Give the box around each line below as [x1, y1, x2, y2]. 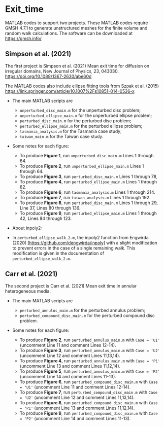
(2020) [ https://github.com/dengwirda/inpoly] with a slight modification [12, 240, 158, 246]
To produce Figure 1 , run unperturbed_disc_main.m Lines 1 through [19, 152, 154, 158]
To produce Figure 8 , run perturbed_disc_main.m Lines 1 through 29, [19, 200, 158, 206]
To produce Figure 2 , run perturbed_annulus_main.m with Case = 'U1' [19, 337, 160, 343]
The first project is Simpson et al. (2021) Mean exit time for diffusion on [5, 63, 150, 69]
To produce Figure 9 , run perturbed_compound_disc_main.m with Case [19, 410, 158, 416]
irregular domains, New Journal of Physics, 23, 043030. [5, 68, 119, 74]
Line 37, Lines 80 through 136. [19, 205, 81, 211]
